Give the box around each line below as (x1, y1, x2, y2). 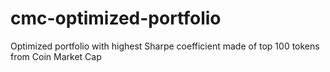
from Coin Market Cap (10, 50, 102, 62)
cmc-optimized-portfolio (10, 7, 222, 30)
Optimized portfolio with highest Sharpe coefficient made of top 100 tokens (10, 40, 320, 52)
